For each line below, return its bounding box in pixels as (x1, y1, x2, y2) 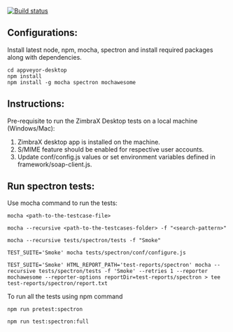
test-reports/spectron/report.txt (7, 280, 108, 287)
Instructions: (7, 98, 65, 110)
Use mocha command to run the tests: (7, 199, 118, 207)
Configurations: (7, 27, 78, 39)
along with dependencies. (7, 53, 82, 61)
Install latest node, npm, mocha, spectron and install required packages (7, 46, 213, 54)
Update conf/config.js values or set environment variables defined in (17, 152, 216, 161)
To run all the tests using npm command (7, 292, 123, 301)
